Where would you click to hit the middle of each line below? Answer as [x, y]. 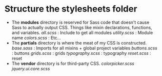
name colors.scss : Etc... [36, 38]
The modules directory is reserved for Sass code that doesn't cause [81, 22]
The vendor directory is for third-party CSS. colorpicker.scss [73, 63]
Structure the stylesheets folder [71, 9]
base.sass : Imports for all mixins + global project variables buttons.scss [84, 48]
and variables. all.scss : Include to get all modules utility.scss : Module [82, 32]
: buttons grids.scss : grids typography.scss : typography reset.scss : [81, 53]
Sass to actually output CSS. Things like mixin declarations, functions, [82, 27]
